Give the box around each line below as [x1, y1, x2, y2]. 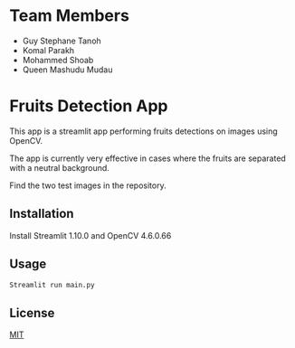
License [9, 305, 55, 321]
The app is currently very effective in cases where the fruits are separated [9, 153, 287, 164]
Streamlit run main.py [9, 280, 95, 289]
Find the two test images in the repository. [9, 180, 167, 191]
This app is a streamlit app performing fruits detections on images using [9, 126, 278, 136]
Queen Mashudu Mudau [22, 64, 113, 75]
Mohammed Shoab [22, 54, 94, 65]
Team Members [9, 5, 129, 26]
